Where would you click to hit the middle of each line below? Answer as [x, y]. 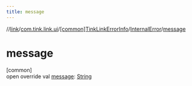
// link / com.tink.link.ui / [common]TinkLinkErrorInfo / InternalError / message [96, 29]
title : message [25, 12]
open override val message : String [49, 76]
